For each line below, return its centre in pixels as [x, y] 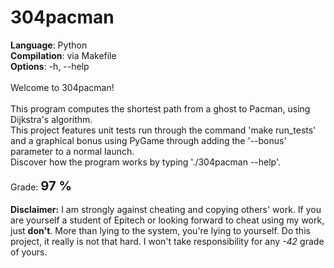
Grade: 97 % [41, 185]
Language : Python [49, 45]
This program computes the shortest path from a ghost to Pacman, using [160, 108]
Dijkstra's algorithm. [51, 119]
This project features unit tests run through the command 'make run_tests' [163, 130]
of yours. [29, 252]
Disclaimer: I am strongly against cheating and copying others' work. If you [166, 209]
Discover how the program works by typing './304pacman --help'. [146, 162]
